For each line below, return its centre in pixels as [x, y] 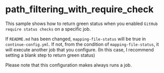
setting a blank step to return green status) [50, 55]
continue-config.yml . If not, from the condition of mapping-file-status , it [82, 44]
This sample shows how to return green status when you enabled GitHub [81, 23]
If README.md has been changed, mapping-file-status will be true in [76, 39]
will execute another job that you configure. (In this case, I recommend [80, 50]
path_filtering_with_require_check [79, 9]
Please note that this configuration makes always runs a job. [68, 65]
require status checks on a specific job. [48, 29]
